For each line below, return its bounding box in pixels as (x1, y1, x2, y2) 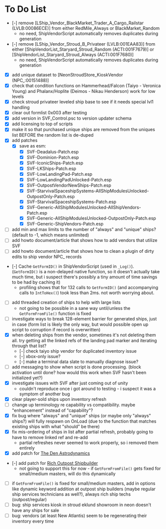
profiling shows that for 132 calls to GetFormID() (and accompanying (19, 285, 159, 291)
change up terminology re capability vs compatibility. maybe (11, 401, 136, 408)
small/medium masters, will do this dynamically (19, 471, 116, 477)
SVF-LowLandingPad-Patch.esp (26, 171, 93, 177)
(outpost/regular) (11, 497, 47, 503)
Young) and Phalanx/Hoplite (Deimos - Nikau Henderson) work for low (11, 88, 156, 94)
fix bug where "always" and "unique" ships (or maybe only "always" (11, 412, 151, 418)
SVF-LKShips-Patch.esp (26, 165, 76, 171)
